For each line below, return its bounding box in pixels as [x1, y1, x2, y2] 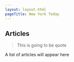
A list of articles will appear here [5, 52, 69, 58]
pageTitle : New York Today [5, 12, 59, 16]
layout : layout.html [5, 7, 47, 12]
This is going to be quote [16, 42, 67, 48]
